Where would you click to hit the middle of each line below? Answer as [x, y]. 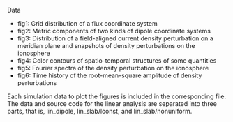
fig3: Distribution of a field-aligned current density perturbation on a [115, 38]
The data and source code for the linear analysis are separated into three [112, 104]
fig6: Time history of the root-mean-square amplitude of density [110, 75]
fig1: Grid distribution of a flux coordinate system [88, 23]
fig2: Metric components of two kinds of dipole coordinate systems [114, 31]
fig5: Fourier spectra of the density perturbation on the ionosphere [113, 68]
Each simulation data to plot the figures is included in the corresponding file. [117, 96]
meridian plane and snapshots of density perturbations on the [106, 46]
